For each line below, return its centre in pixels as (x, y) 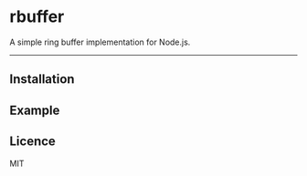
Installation (42, 79)
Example (35, 110)
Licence (33, 142)
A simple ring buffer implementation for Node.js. (100, 42)
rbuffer (37, 17)
